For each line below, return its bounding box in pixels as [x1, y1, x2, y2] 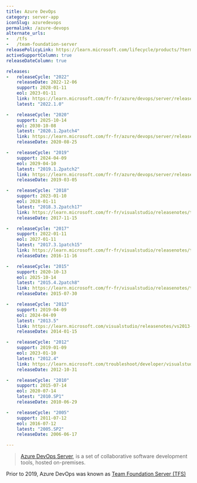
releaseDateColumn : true [6, 58, 67, 63]
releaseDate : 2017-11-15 [16, 215, 77, 221]
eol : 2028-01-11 [16, 199, 57, 204]
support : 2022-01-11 [16, 231, 67, 237]
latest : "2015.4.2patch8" [16, 280, 80, 286]
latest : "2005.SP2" [16, 426, 64, 432]
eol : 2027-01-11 [16, 236, 57, 243]
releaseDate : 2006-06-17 [16, 431, 77, 438]
